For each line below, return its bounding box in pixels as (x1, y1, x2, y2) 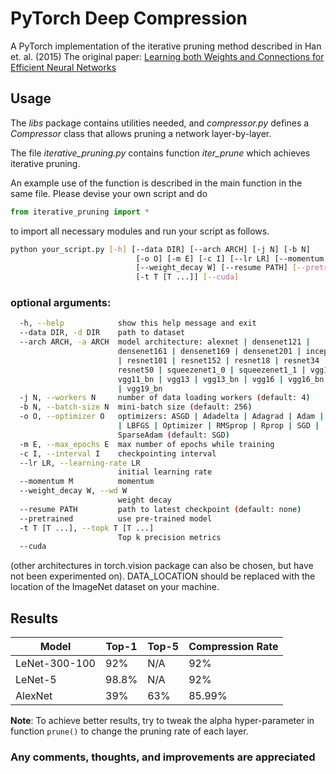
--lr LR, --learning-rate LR (19, 458, 141, 468)
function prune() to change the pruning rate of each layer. (10, 725, 249, 737)
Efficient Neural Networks (10, 61, 117, 73)
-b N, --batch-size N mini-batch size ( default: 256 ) (19, 402, 253, 412)
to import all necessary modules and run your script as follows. (10, 225, 270, 237)
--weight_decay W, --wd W (19, 486, 128, 496)
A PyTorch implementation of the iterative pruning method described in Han (10, 40, 322, 52)
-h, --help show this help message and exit (19, 318, 257, 329)
